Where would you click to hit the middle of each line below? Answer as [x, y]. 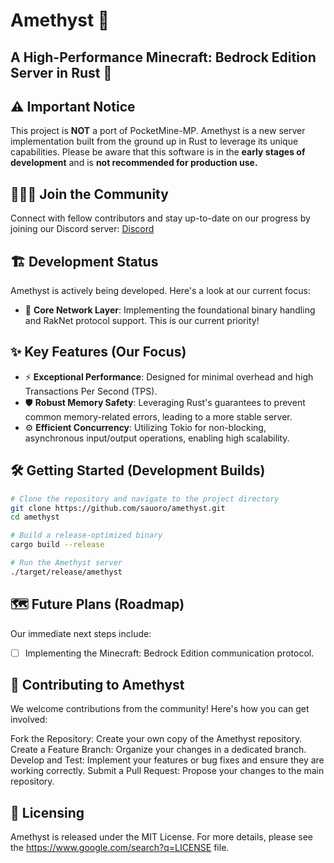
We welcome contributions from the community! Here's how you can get [160, 709]
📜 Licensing [47, 812]
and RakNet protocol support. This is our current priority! [142, 321]
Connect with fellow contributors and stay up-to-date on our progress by [160, 218]
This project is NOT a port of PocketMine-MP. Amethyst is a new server [158, 131]
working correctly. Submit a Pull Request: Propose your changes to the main [167, 771]
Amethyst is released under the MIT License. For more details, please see [161, 837]
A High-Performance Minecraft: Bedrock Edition [163, 57]
